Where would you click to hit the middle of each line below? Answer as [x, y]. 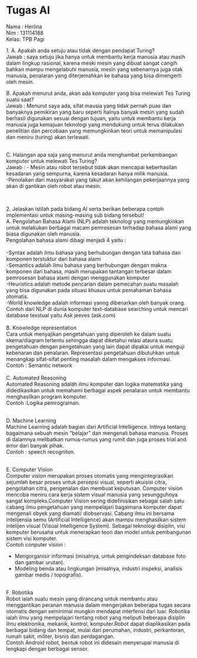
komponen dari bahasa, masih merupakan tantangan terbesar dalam [89, 271]
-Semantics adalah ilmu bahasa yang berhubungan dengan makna [86, 265]
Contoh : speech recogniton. [41, 452]
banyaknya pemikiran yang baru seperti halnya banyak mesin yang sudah [95, 112]
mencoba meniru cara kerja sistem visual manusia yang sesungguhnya [92, 494]
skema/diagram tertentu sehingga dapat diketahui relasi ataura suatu [89, 340]
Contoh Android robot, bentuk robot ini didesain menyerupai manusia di [93, 642]
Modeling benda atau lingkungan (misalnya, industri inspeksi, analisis [98, 568]
